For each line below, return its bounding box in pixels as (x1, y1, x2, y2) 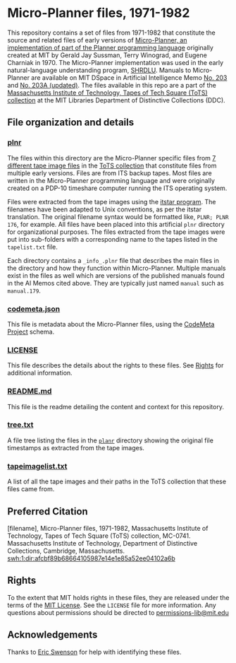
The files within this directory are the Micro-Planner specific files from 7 (7, 153, 216, 162)
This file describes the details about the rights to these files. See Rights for (7, 361, 224, 370)
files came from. (7, 485, 55, 493)
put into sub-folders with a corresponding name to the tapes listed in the (7, 235, 218, 243)
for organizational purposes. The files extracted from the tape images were (7, 228, 225, 236)
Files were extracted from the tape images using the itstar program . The (7, 197, 216, 206)
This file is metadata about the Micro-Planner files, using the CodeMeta (7, 319, 215, 328)
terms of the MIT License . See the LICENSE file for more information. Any (7, 601, 216, 609)
